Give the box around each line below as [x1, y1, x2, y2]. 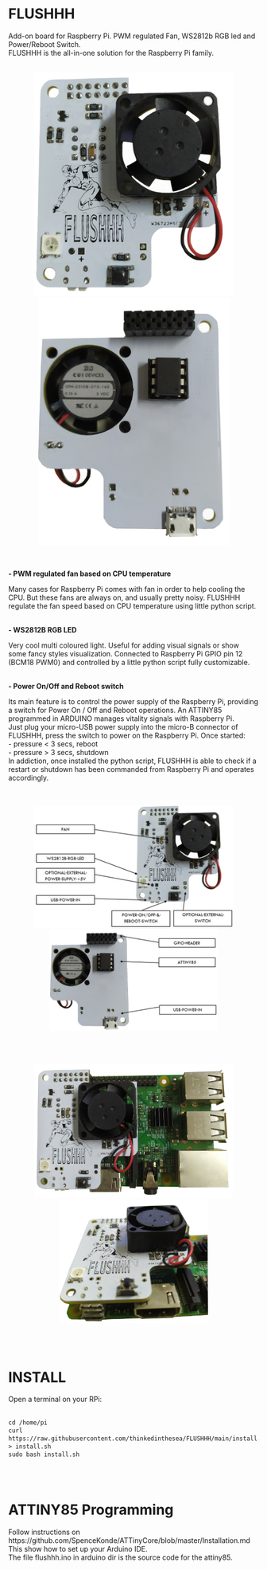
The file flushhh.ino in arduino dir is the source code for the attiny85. [8, 1552, 233, 1562]
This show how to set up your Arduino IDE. [8, 1545, 149, 1554]
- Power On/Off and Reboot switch [8, 681, 125, 691]
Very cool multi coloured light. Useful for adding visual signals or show [8, 640, 240, 650]
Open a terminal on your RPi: [8, 1395, 103, 1404]
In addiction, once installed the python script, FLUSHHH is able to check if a [8, 756, 257, 765]
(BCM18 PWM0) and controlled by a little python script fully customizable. [8, 657, 250, 667]
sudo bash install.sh [8, 1451, 80, 1458]
